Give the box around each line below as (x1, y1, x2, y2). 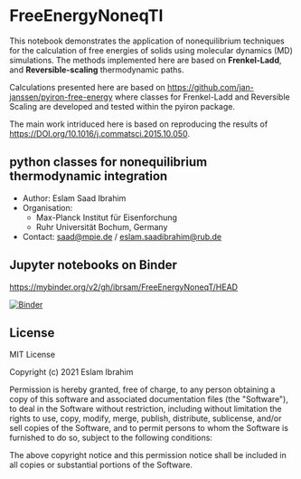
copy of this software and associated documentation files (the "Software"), (9, 394, 289, 405)
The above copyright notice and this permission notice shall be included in (9, 450, 287, 461)
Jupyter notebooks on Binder (9, 257, 178, 273)
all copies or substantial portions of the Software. (9, 459, 193, 471)
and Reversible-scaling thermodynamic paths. (9, 64, 184, 75)
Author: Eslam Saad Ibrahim (22, 192, 127, 204)
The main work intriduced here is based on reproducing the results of (9, 119, 268, 129)
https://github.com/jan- (166, 81, 255, 92)
